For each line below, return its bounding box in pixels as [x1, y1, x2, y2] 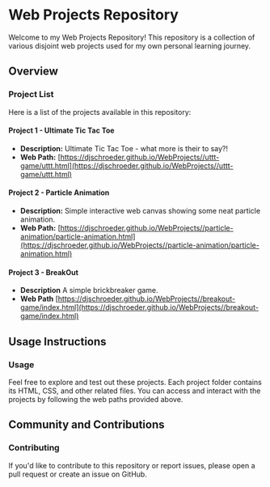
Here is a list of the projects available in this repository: [8, 107, 192, 116]
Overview [8, 65, 59, 78]
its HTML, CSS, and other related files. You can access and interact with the [8, 386, 261, 396]
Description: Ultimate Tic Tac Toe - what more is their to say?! [19, 143, 229, 153]
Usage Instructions [8, 334, 107, 349]
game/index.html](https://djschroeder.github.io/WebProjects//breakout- [19, 303, 259, 312]
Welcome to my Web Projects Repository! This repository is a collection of [8, 32, 255, 42]
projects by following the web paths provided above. [8, 394, 184, 404]
